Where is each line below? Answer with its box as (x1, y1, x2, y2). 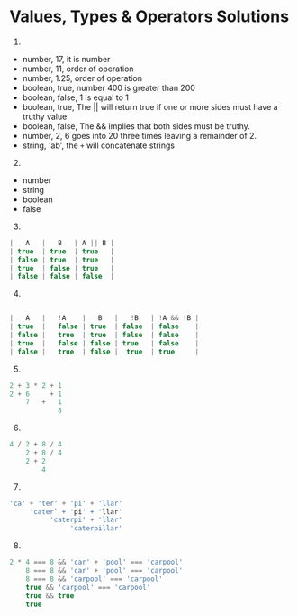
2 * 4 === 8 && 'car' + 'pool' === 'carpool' (9, 557, 184, 567)
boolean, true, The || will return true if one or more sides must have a (22, 101, 278, 112)
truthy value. (22, 111, 69, 122)
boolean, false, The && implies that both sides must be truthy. (22, 120, 250, 132)
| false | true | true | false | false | (9, 331, 200, 340)
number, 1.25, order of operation (22, 72, 142, 83)
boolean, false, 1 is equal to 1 (22, 92, 129, 103)
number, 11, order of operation (22, 63, 134, 74)
